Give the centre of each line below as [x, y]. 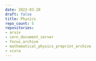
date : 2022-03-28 [23, 10]
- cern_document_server [30, 37]
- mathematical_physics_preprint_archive [48, 46]
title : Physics [21, 19]
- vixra [13, 51]
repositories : [20, 28]
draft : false [18, 14]
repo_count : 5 [20, 23]
